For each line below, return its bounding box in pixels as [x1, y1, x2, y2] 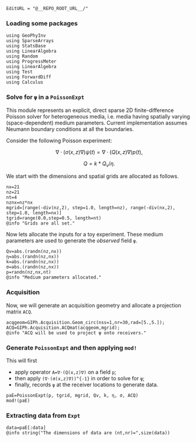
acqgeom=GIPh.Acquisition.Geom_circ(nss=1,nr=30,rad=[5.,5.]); [6, 319, 165, 325]
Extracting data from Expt [6, 411, 81, 419]
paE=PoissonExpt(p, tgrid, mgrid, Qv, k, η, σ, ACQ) [6, 392, 139, 398]
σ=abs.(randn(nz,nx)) [6, 264, 60, 270]
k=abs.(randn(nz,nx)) [6, 259, 60, 265]
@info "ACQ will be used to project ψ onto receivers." [6, 329, 146, 336]
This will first [6, 357, 37, 364]
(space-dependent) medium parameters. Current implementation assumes [6, 119, 188, 126]
